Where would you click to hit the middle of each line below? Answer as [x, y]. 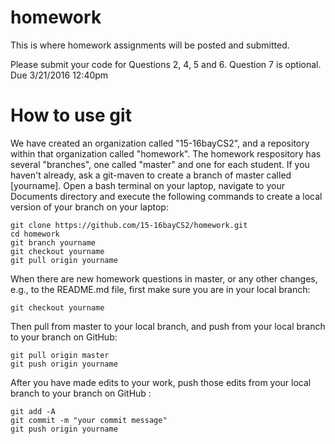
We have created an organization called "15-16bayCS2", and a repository [160, 143]
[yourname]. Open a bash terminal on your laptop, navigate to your [147, 185]
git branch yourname [53, 242]
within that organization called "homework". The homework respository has [166, 153]
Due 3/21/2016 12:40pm [59, 75]
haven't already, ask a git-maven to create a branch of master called [151, 175]
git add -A [33, 411]
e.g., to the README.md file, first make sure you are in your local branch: [160, 289]
